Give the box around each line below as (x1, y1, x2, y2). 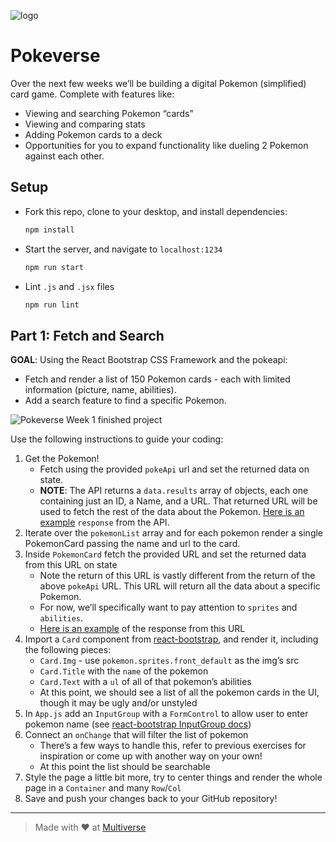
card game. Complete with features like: (10, 88, 175, 100)
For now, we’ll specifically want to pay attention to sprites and (39, 601, 298, 614)
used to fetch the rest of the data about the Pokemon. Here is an (39, 506, 305, 518)
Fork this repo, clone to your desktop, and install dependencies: (24, 205, 288, 217)
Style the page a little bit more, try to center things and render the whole (24, 771, 323, 784)
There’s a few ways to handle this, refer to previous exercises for (39, 740, 307, 752)
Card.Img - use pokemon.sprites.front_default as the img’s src (39, 655, 300, 667)
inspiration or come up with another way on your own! (39, 750, 263, 762)
